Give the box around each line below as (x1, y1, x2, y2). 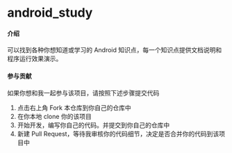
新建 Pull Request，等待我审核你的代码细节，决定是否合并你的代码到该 (17, 129, 219, 138)
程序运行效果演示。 (7, 54, 63, 63)
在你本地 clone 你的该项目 (17, 112, 92, 120)
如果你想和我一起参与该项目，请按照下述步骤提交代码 (7, 88, 160, 97)
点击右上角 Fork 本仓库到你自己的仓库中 (17, 103, 131, 112)
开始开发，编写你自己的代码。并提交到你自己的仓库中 (17, 120, 170, 129)
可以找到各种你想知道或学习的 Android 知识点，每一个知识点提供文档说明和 (7, 46, 222, 54)
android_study (7, 5, 93, 21)
